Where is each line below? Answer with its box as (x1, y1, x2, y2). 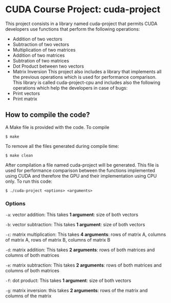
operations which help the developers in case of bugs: (12, 84, 128, 91)
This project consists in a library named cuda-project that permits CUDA (5, 20, 158, 27)
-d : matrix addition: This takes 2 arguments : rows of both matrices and (5, 247, 155, 253)
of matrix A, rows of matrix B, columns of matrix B (5, 237, 111, 243)
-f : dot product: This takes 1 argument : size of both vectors (5, 277, 132, 284)
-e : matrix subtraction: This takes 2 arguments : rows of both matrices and (5, 262, 162, 268)
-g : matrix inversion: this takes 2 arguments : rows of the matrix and (5, 288, 148, 294)
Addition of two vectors (12, 36, 62, 42)
